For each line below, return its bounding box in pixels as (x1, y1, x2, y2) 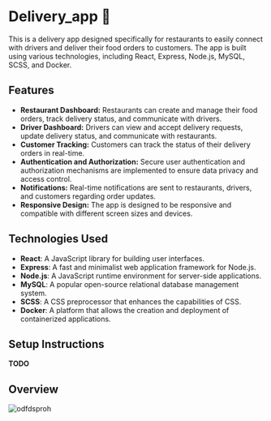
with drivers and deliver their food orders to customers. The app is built (8, 42, 247, 52)
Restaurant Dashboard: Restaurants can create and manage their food (19, 105, 258, 114)
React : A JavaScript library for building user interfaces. (19, 253, 205, 263)
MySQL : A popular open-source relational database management (19, 279, 239, 289)
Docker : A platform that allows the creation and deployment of (19, 305, 230, 315)
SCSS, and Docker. (8, 60, 72, 70)
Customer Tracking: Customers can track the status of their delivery (19, 140, 252, 149)
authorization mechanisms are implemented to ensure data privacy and (19, 165, 259, 175)
